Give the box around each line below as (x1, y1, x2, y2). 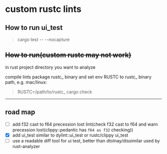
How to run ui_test (5, 23, 63, 32)
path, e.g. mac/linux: (5, 79, 47, 85)
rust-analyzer (12, 143, 40, 149)
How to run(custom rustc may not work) (5, 51, 132, 59)
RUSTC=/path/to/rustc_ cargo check (17, 89, 92, 95)
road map (5, 108, 36, 117)
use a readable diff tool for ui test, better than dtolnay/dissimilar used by (12, 138, 160, 144)
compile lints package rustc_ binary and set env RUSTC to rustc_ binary (5, 74, 152, 80)
